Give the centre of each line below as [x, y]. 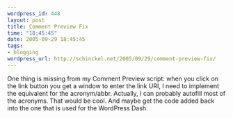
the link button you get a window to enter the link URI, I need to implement [113, 86]
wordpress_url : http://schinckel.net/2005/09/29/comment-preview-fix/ [112, 59]
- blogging [23, 53]
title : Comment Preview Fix [48, 26]
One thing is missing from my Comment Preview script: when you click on [113, 78]
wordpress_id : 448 [34, 14]
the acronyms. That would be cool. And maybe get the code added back [111, 101]
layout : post [26, 20]
